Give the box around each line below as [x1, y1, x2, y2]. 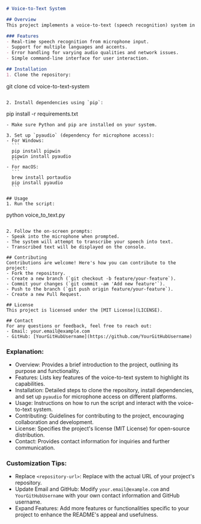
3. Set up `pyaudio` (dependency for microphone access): [6, 132, 155, 138]
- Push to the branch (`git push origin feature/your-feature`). [6, 286, 173, 292]
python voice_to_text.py [6, 211, 65, 218]
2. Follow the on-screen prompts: [6, 228, 93, 234]
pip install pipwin [11, 148, 61, 154]
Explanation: [6, 347, 44, 356]
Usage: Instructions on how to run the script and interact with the [14, 399, 177, 407]
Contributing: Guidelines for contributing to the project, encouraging [14, 412, 185, 419]
